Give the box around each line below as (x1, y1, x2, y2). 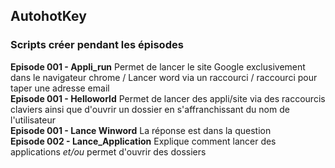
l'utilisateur (10, 114, 57, 126)
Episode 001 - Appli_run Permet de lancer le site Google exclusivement (10, 60, 306, 73)
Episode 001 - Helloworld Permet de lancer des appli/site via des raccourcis (10, 92, 326, 104)
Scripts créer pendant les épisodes (10, 38, 184, 52)
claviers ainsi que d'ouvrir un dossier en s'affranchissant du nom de (10, 103, 290, 115)
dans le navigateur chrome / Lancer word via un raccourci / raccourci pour (10, 71, 318, 83)
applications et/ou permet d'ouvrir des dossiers (10, 145, 207, 158)
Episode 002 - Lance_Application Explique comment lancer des (10, 135, 277, 147)
